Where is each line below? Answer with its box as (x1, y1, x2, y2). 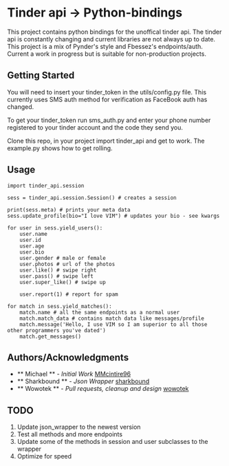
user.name (19, 230, 48, 237)
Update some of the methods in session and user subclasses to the (17, 438, 208, 446)
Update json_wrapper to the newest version (17, 423, 141, 432)
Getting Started (7, 70, 75, 81)
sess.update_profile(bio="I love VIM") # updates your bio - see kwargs (7, 212, 220, 219)
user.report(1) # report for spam (19, 291, 118, 298)
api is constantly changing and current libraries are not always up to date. (7, 34, 215, 43)
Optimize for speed (17, 452, 72, 460)
